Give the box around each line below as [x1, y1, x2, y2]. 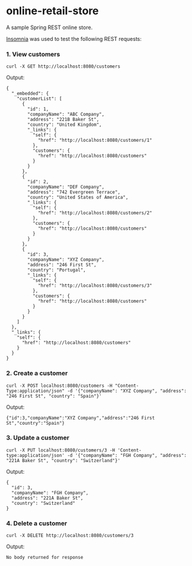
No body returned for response [6, 555, 84, 561]
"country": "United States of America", [27, 195, 129, 201]
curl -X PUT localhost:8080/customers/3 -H [6, 447, 116, 453]
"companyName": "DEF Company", [27, 184, 105, 190]
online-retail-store [6, 4, 99, 18]
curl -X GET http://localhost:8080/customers [6, 63, 120, 69]
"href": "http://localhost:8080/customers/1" [37, 138, 152, 144]
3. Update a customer [6, 434, 70, 442]
